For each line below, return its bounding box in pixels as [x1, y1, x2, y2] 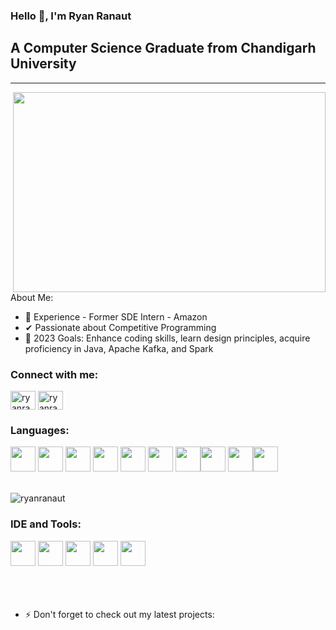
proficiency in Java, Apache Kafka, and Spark [24, 342, 214, 354]
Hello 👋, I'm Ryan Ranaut [10, 9, 132, 23]
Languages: [10, 423, 70, 437]
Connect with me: [10, 367, 99, 381]
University [10, 55, 77, 73]
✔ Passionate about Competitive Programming [24, 321, 217, 333]
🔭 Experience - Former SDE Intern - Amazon [24, 310, 208, 323]
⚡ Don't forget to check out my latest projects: [24, 608, 215, 620]
